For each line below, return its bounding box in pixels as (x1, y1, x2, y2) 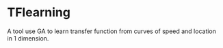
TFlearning (7, 5, 70, 20)
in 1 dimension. (7, 34, 49, 42)
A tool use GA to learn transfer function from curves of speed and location (7, 27, 217, 35)
